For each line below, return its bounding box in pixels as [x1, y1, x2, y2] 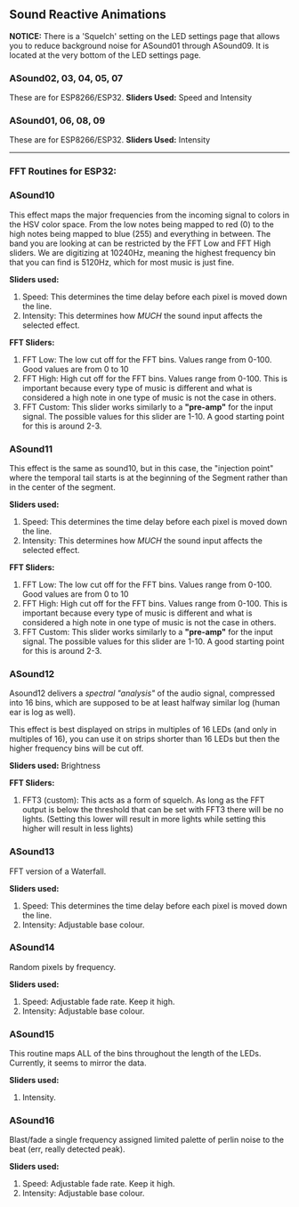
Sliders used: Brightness [9, 761, 101, 771]
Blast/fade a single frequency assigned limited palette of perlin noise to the [9, 1135, 285, 1146]
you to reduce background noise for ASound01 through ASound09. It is [9, 40, 270, 51]
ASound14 [9, 942, 55, 954]
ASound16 [9, 1114, 55, 1127]
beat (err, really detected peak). [9, 1144, 126, 1154]
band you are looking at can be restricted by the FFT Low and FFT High [9, 238, 271, 249]
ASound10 [9, 189, 55, 201]
